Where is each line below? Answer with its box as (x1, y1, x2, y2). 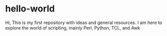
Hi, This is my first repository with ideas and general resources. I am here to (5, 19, 162, 25)
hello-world (5, 3, 55, 14)
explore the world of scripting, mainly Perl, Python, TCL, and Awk (5, 24, 140, 30)
